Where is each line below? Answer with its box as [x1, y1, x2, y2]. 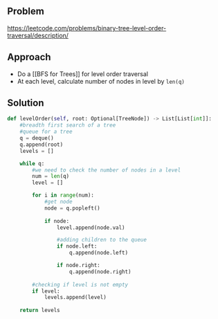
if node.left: [56, 243, 98, 250]
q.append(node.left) [69, 249, 129, 257]
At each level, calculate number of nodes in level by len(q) [17, 77, 185, 85]
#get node [44, 199, 73, 206]
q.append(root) [19, 141, 64, 148]
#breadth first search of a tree [19, 122, 116, 129]
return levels [19, 307, 60, 314]
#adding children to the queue [56, 237, 147, 244]
